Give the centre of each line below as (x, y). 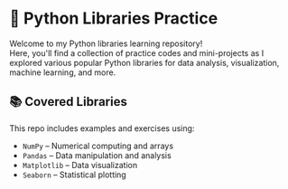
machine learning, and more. (63, 72)
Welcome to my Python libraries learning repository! (106, 43)
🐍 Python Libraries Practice (114, 19)
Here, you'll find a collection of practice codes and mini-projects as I (137, 52)
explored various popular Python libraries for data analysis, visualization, (144, 62)
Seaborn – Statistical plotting (74, 175)
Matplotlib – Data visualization (80, 165)
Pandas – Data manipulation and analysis (97, 155)
